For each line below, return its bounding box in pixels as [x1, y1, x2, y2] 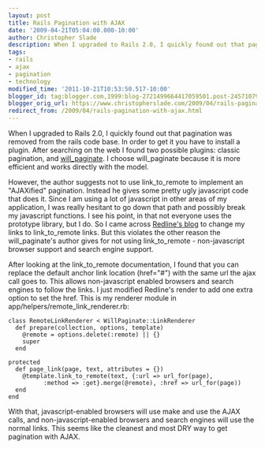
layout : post [8, 11, 51, 20]
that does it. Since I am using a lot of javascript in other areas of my [8, 194, 227, 204]
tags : [8, 48, 26, 56]
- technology [8, 77, 51, 85]
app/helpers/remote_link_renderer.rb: [8, 301, 130, 311]
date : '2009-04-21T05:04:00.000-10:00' [8, 26, 140, 34]
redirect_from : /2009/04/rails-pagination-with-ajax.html [8, 107, 203, 115]
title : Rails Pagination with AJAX [8, 19, 125, 27]
